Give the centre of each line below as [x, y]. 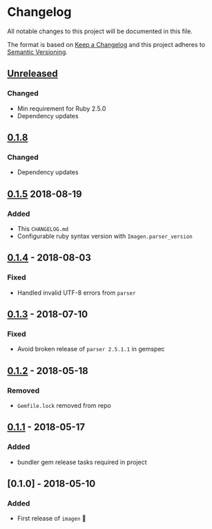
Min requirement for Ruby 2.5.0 [61, 109]
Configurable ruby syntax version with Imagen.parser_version [105, 236]
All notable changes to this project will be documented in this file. [100, 31]
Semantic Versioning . [37, 52]
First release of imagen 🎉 [51, 519]
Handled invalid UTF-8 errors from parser [76, 293]
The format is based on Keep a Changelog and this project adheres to [106, 44]
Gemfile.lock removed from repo [64, 406]
